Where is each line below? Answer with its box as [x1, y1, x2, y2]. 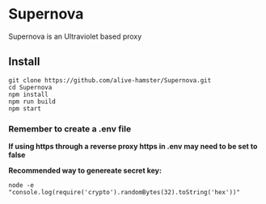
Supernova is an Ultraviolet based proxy [8, 31, 142, 41]
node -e [8, 181, 35, 189]
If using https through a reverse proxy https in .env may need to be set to [8, 142, 258, 152]
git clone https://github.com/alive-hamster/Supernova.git [8, 76, 212, 85]
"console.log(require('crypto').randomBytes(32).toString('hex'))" [8, 189, 241, 197]
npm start [8, 104, 42, 113]
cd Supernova [8, 83, 53, 91]
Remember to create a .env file [8, 123, 132, 134]
